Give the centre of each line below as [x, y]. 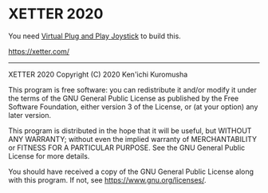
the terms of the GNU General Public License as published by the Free [124, 98]
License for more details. [49, 156]
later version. [30, 115]
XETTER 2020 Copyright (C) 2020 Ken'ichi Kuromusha [98, 74]
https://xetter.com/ [39, 51]
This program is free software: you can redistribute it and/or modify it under [132, 89]
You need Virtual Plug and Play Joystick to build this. [95, 36]
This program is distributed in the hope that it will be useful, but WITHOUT [130, 130]
